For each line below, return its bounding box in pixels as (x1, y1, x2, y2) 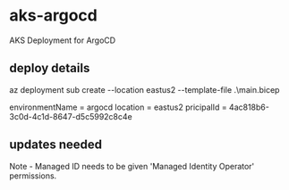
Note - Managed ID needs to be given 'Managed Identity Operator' (9, 161, 255, 171)
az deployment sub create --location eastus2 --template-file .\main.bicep (9, 84, 280, 95)
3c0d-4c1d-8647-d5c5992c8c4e (9, 111, 132, 121)
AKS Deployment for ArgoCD (9, 35, 116, 45)
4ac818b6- (228, 102, 270, 112)
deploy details (9, 61, 90, 76)
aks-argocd (9, 5, 98, 26)
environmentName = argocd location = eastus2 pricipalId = (9, 102, 227, 112)
